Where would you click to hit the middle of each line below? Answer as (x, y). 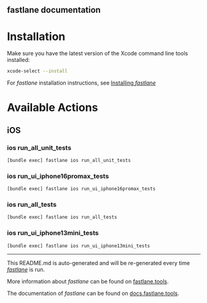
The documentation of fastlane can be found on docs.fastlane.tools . (93, 293)
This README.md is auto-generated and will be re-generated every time (98, 263)
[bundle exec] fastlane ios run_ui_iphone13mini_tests (79, 246)
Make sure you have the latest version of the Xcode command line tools (98, 53)
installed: (18, 60)
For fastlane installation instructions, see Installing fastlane (81, 83)
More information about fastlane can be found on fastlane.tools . (88, 282)
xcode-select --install (37, 71)
